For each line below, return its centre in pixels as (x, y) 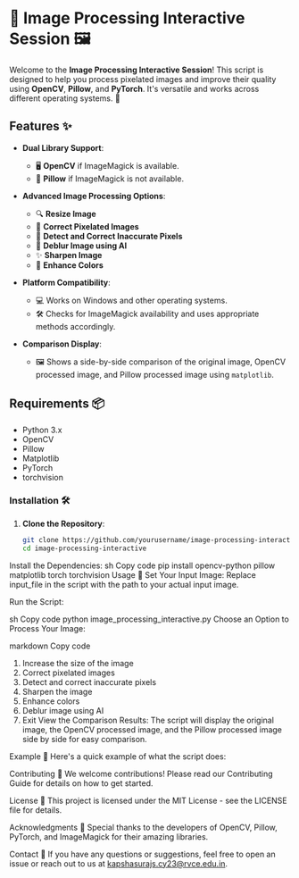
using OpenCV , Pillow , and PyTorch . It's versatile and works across (134, 88)
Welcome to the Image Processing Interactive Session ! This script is (137, 70)
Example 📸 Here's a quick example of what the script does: (118, 756)
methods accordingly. (75, 326)
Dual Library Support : (63, 147)
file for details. (36, 810)
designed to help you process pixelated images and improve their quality (143, 79)
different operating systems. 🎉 (65, 98)
